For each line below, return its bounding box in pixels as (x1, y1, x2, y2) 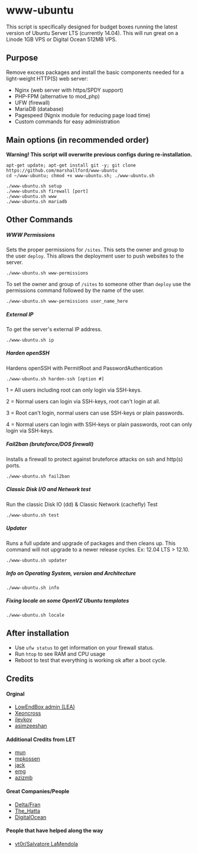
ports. (6, 461, 21, 469)
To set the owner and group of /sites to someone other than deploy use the (6, 280, 191, 287)
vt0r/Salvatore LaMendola (14, 840, 79, 847)
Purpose (6, 53, 38, 63)
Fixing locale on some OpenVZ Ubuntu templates (6, 597, 129, 604)
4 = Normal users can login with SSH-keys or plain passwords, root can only (6, 421, 193, 428)
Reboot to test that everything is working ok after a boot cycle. (14, 656, 167, 663)
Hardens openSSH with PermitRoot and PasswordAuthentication (6, 364, 163, 371)
